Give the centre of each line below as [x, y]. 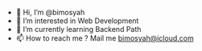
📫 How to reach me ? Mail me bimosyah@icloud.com [105, 38]
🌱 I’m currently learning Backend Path [78, 29]
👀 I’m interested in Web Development [77, 21]
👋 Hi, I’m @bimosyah [50, 12]
